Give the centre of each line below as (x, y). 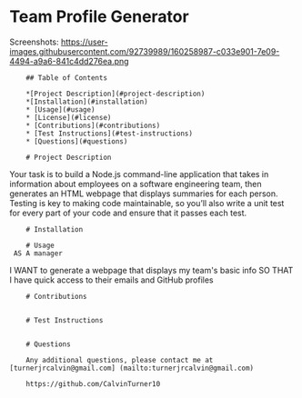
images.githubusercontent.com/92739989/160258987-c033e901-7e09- (145, 51)
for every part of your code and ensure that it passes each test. (128, 213)
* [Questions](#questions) (77, 141)
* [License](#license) (69, 117)
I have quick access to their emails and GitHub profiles (111, 280)
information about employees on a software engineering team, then (136, 184)
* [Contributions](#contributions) (93, 125)
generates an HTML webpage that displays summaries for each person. (144, 194)
